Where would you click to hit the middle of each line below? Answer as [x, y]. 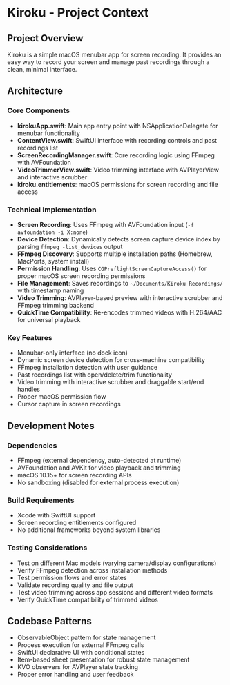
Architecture [35, 91]
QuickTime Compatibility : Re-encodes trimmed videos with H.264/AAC [119, 312]
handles [28, 389]
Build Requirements [41, 500]
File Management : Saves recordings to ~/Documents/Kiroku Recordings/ [120, 283]
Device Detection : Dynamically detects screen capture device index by [118, 239]
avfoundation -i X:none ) [52, 232]
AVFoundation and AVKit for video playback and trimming [99, 468]
